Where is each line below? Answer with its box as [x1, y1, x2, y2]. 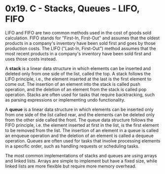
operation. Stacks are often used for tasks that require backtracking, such [5, 92, 155, 98]
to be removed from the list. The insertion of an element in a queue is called [5, 127, 159, 133]
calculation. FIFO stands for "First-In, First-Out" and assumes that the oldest [5, 35, 160, 41]
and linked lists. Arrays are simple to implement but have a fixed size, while [5, 158, 158, 164]
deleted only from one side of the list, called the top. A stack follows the [5, 70, 151, 76]
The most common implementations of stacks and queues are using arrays [5, 152, 157, 158]
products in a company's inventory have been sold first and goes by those [5, 40, 156, 46]
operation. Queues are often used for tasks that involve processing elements [5, 138, 161, 143]
